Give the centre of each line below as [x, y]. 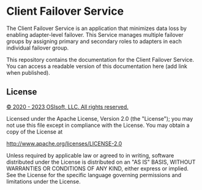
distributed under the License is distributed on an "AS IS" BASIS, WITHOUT [101, 162]
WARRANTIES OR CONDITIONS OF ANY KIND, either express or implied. [97, 168]
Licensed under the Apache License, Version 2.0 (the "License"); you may [100, 118]
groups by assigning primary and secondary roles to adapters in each [94, 41]
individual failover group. [38, 48]
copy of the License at [35, 131]
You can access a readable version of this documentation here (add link [97, 66]
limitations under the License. [43, 181]
